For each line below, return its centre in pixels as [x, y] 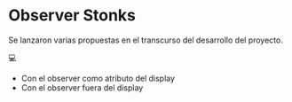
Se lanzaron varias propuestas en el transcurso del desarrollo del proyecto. [146, 40]
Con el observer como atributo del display [98, 78]
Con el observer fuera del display [82, 87]
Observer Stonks [72, 16]
